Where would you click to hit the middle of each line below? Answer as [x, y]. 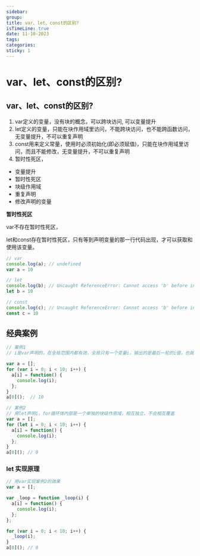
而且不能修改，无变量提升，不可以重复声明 [77, 151]
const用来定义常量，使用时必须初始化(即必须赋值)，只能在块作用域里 [99, 143]
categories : [21, 45]
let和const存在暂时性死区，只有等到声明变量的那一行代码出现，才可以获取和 [99, 239]
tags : [13, 39]
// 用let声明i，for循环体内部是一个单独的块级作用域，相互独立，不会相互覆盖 [90, 414]
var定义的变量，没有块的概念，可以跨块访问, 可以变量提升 [85, 121]
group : [14, 17]
